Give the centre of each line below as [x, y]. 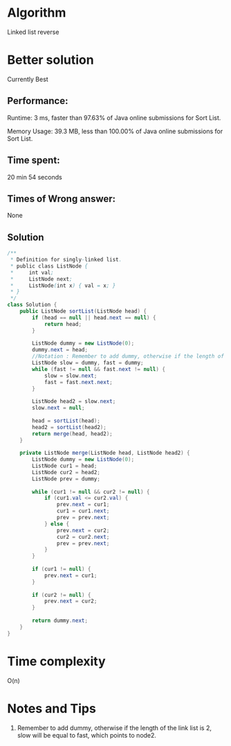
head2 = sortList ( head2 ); [70, 427]
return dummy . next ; [60, 621]
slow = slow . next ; [71, 376]
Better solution [51, 60]
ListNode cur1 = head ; [65, 466]
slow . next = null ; [58, 408]
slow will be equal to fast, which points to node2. [87, 735]
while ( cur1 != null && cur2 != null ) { [91, 492]
